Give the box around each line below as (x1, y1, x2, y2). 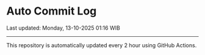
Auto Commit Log (6, 4, 97, 18)
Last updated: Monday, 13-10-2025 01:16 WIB (6, 24, 120, 31)
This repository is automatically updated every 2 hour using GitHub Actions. (6, 41, 197, 49)
